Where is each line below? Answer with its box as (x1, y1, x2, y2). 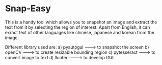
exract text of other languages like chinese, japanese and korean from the (5, 29, 155, 35)
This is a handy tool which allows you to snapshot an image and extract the (5, 19, 157, 25)
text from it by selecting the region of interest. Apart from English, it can (5, 24, 151, 30)
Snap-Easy (5, 3, 51, 14)
